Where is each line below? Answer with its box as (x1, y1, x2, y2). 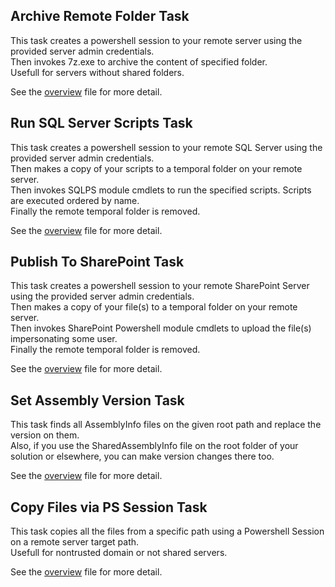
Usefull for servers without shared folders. (10, 66, 185, 78)
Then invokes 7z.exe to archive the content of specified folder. (10, 55, 268, 68)
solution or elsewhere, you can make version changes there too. (10, 450, 275, 463)
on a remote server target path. (10, 536, 140, 548)
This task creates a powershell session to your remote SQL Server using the (10, 141, 323, 153)
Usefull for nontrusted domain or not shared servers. (10, 547, 228, 559)
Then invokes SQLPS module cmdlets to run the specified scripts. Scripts (10, 184, 312, 196)
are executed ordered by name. (10, 194, 140, 206)
